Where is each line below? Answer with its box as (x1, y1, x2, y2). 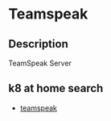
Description (8, 37, 68, 51)
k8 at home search (8, 81, 104, 95)
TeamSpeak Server (8, 58, 72, 68)
